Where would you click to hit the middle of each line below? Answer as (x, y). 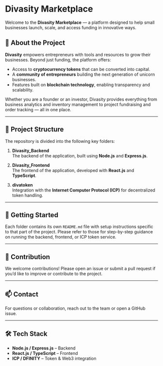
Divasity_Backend (31, 150)
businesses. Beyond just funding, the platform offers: (58, 60)
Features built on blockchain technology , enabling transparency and (81, 85)
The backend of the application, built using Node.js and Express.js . (80, 156)
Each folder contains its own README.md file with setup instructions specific (79, 227)
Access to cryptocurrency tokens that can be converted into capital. (81, 69)
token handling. (28, 195)
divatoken (22, 185)
